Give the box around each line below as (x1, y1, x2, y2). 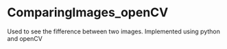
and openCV (7, 34, 43, 42)
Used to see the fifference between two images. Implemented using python (7, 27, 221, 35)
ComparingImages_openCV (7, 5, 169, 20)
